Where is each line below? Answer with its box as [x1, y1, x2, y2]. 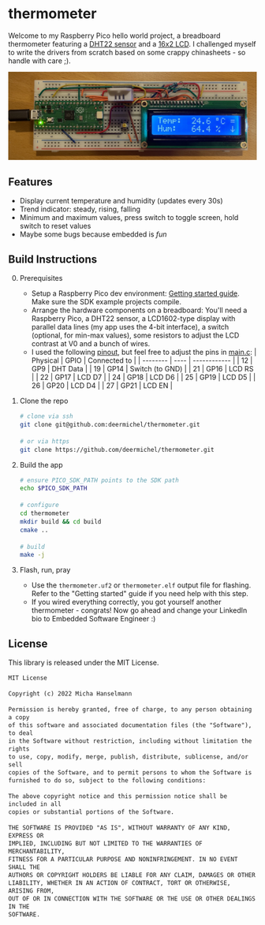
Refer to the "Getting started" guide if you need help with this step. [31, 589, 248, 599]
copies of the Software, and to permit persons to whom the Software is [8, 769, 252, 777]
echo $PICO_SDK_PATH [19, 484, 88, 493]
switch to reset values [19, 222, 91, 231]
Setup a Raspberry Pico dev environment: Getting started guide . [31, 289, 241, 298]
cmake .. [19, 526, 49, 534]
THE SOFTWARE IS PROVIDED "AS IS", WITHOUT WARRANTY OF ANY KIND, [8, 824, 231, 832]
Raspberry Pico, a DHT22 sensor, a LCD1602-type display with [31, 314, 236, 323]
